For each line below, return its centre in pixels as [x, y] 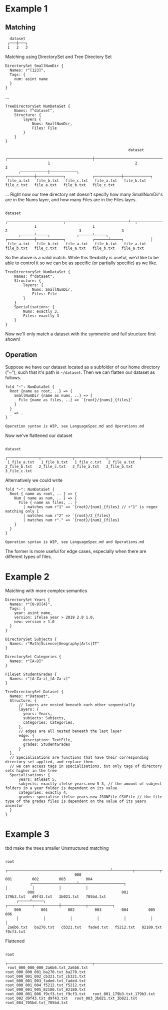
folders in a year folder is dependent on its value [61, 788]
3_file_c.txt [19, 471]
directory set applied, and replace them [49, 762]
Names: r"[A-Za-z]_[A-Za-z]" [40, 679]
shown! [13, 339]
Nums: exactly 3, [41, 311]
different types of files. [29, 557]
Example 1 [26, 9]
